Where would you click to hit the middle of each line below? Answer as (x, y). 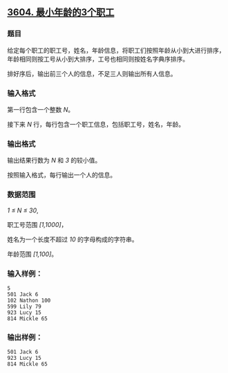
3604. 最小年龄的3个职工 (61, 12)
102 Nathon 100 (29, 300)
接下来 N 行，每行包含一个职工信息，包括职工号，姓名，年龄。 (96, 124)
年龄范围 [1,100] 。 (32, 254)
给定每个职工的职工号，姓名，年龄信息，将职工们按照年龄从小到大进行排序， (116, 50)
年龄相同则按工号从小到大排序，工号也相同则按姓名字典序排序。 (98, 59)
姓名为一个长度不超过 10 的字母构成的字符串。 (73, 239)
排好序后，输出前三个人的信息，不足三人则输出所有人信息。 (92, 73)
